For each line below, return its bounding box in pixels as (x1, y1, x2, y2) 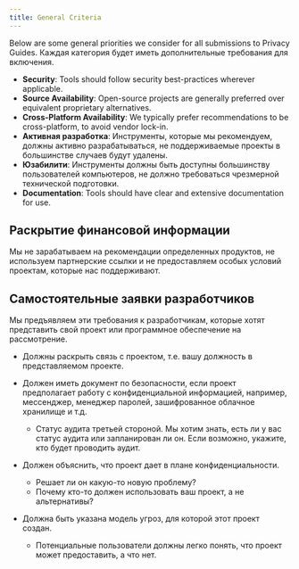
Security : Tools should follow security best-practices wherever (21, 73, 255, 85)
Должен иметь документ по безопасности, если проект (21, 378, 237, 389)
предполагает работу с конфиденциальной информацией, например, (21, 387, 287, 398)
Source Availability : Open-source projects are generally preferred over (21, 93, 285, 103)
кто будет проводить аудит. (35, 442, 141, 453)
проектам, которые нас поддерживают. (9, 265, 161, 276)
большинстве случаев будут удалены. (21, 149, 168, 161)
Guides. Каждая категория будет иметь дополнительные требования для (9, 46, 288, 58)
